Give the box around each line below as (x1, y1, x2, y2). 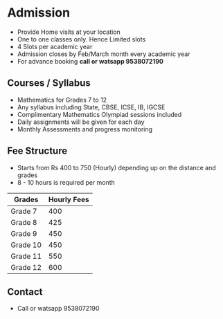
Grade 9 (10, 228, 37, 238)
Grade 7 (10, 206, 37, 216)
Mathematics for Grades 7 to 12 (17, 95, 107, 104)
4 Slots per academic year (17, 42, 93, 51)
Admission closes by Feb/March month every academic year (17, 50, 190, 58)
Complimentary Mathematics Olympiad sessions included (17, 110, 182, 118)
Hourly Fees (48, 194, 89, 204)
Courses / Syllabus (7, 78, 91, 89)
